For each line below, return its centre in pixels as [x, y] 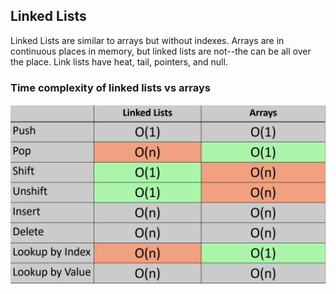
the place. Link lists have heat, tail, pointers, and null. [119, 61]
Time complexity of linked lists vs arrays [110, 87]
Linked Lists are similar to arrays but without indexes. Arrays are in [147, 40]
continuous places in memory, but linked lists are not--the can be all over [161, 51]
